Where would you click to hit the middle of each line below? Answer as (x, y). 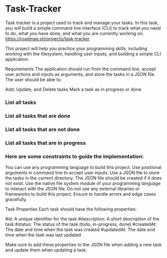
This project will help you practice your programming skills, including (76, 48)
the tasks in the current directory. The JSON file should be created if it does (83, 178)
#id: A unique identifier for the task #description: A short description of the (82, 219)
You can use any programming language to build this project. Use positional (83, 167)
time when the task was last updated (43, 235)
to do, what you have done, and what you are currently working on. (74, 33)
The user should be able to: (34, 79)
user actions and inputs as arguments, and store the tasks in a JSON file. (80, 74)
